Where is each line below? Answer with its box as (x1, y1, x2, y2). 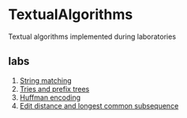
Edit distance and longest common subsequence (19, 101, 179, 110)
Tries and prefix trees (19, 84, 90, 93)
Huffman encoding (19, 93, 81, 102)
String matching (19, 75, 73, 85)
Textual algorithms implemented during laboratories (8, 32, 176, 41)
